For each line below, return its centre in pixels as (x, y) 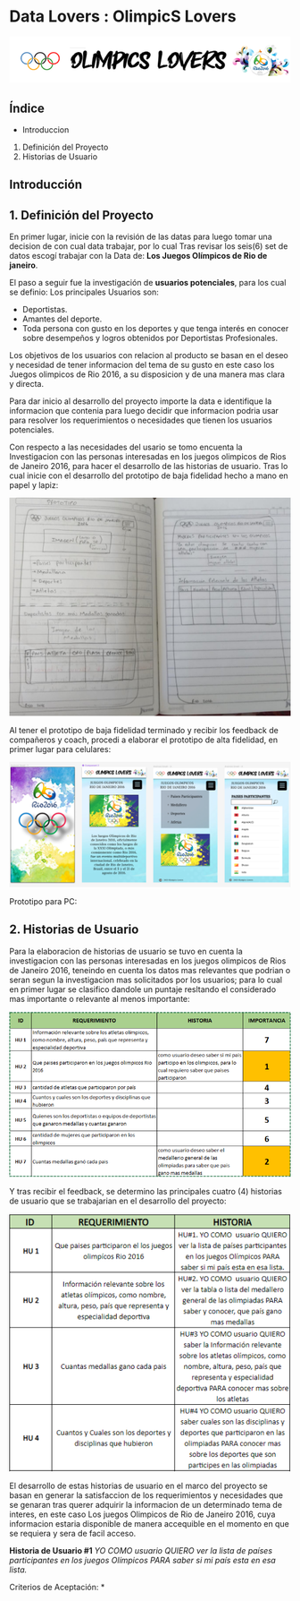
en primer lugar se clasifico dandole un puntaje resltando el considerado (143, 989)
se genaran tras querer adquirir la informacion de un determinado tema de (146, 1505)
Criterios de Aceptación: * (57, 1588)
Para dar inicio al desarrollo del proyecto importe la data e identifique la (141, 401)
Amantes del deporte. (62, 319)
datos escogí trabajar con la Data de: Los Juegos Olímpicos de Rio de (138, 256)
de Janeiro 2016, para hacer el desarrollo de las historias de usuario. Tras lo (149, 467)
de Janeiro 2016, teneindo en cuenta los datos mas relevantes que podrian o (150, 970)
